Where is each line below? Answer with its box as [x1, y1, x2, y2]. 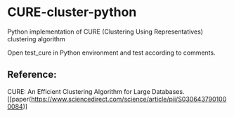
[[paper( [7, 95, 32, 103]
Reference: [7, 69, 57, 81]
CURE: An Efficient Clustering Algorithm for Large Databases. [7, 87, 185, 95]
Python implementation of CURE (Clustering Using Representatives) [7, 27, 204, 36]
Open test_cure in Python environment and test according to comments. [7, 48, 216, 57]
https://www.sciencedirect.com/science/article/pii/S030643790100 [30, 95, 227, 103]
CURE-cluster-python [7, 4, 137, 20]
